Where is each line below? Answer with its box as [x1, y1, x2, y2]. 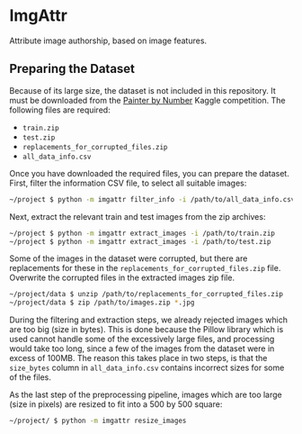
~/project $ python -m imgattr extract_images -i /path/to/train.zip [9, 229, 276, 238]
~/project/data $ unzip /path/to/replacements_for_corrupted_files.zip [9, 290, 283, 299]
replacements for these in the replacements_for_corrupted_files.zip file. [9, 263, 281, 274]
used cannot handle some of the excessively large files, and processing [9, 334, 275, 345]
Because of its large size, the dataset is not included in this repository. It [9, 85, 276, 95]
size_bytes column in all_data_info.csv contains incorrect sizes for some [9, 362, 285, 374]
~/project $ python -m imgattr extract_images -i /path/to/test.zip [9, 237, 271, 246]
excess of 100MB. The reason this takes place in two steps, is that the [9, 353, 268, 364]
